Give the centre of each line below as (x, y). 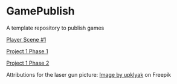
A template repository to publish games (55, 28)
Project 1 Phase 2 (28, 63)
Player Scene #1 (26, 39)
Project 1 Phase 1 (27, 51)
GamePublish (41, 11)
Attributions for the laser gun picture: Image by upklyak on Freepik (88, 74)
